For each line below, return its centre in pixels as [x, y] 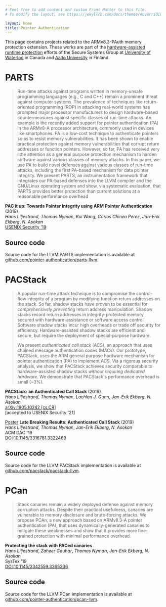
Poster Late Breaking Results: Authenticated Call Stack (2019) [70, 422]
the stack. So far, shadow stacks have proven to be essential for [83, 304]
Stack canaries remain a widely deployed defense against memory [85, 504]
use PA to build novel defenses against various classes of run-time [85, 165]
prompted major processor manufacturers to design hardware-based [87, 112]
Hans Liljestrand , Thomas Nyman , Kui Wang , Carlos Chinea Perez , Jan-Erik [82, 217]
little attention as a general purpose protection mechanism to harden [87, 154]
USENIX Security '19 [26, 227]
